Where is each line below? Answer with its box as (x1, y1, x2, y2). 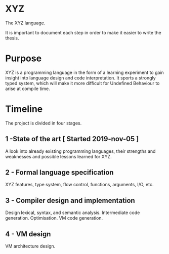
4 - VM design (5, 230, 51, 238)
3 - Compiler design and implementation (5, 196, 135, 205)
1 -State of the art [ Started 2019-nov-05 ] (5, 135, 139, 143)
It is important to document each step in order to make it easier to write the (5, 29, 161, 35)
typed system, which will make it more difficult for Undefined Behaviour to (5, 80, 160, 86)
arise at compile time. (5, 86, 51, 92)
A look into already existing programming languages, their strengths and (5, 148, 156, 154)
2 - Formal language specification (5, 168, 114, 177)
